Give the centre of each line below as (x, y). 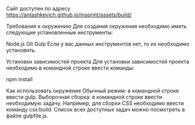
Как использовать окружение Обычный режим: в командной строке (93, 91)
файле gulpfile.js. (27, 116)
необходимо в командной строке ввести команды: (70, 68)
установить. (21, 50)
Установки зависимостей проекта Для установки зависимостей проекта (98, 62)
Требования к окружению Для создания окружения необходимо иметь (97, 26)
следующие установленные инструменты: (60, 32)
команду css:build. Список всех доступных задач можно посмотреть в (96, 109)
